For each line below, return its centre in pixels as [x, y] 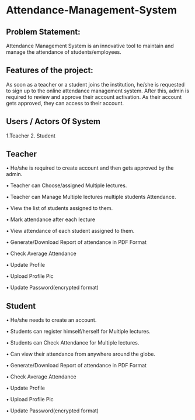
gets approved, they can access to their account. [65, 103]
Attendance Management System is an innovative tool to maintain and [90, 46]
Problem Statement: [43, 32]
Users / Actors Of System [53, 121]
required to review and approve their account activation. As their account [94, 97]
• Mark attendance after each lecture [51, 219]
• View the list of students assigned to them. [60, 208]
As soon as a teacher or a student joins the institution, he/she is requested [95, 84]
